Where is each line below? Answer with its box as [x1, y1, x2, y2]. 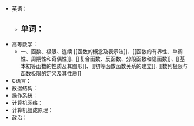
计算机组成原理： [11, 106, 53, 113]
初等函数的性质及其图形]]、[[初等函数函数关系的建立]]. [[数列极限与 [25, 62, 188, 69]
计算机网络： [11, 99, 43, 106]
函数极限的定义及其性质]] [20, 70, 81, 77]
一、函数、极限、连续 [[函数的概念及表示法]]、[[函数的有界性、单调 [20, 47, 183, 55]
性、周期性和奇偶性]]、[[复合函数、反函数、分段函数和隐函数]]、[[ [20, 55, 180, 62]
